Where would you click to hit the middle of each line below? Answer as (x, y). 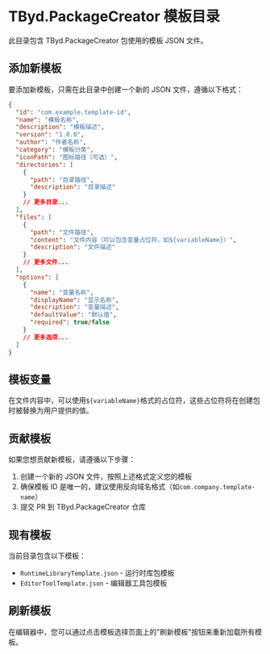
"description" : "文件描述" (73, 247)
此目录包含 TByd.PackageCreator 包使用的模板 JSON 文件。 (108, 40)
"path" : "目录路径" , (62, 180)
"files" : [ (34, 217)
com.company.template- (217, 488)
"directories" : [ (45, 165)
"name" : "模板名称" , (48, 119)
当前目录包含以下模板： (47, 555)
